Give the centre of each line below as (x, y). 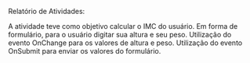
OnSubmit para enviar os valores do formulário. (85, 51)
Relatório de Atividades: (47, 11)
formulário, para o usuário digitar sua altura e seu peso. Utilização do (120, 35)
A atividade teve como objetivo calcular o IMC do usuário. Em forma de (123, 26)
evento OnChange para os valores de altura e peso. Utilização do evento (125, 43)
